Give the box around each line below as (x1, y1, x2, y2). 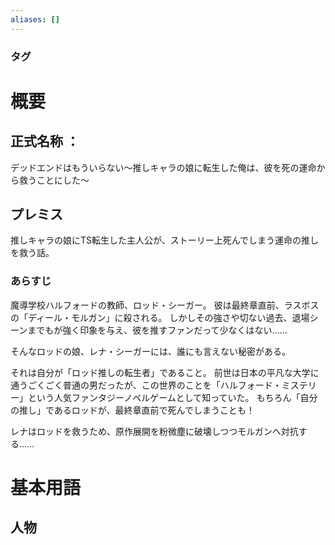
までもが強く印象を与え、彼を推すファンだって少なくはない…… (27, 324, 288, 336)
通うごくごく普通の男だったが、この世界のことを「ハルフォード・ (10, 379, 282, 391)
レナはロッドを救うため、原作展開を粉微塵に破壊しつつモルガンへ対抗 (10, 425, 299, 437)
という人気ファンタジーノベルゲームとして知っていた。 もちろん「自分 (27, 391, 318, 403)
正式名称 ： (10, 133, 80, 150)
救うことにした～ (18, 174, 90, 186)
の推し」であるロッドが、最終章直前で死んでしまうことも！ (10, 404, 255, 416)
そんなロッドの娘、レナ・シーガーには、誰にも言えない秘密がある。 (10, 345, 291, 357)
